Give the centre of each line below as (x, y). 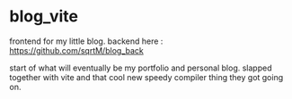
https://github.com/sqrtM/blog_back (76, 50)
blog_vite (44, 16)
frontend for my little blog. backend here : (86, 41)
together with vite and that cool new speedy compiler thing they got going (146, 77)
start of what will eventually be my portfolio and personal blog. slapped (141, 68)
